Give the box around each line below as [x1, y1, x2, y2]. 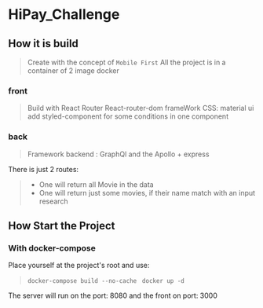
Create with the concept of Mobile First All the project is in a [27, 57, 226, 67]
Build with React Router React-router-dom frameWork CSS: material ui [27, 104, 254, 113]
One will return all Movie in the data [38, 179, 155, 189]
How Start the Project [8, 218, 115, 233]
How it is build [8, 37, 79, 50]
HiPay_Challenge [8, 5, 120, 24]
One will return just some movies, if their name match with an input [38, 188, 256, 197]
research [38, 196, 68, 206]
